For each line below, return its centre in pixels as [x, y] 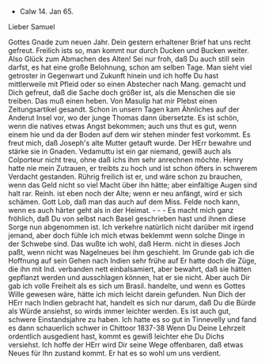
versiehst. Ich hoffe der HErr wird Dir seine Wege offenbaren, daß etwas [126, 345]
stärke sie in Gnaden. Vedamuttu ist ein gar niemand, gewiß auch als [120, 151]
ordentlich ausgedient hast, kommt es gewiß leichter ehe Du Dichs [116, 336]
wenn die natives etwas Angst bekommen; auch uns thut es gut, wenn [123, 126]
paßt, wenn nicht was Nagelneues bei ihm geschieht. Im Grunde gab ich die [131, 252]
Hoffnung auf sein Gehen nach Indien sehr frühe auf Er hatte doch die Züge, [132, 261]
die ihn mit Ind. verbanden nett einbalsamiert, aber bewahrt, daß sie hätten [130, 269]
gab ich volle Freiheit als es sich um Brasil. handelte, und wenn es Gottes [127, 286]
